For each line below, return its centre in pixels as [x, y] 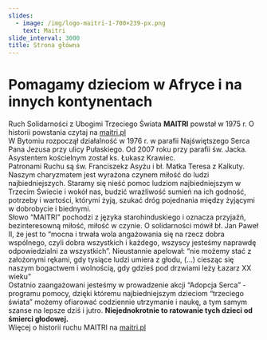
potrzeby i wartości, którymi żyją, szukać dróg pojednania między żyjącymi [132, 200]
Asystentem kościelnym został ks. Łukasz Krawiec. [92, 158]
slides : [21, 16]
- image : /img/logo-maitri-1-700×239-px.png [90, 23]
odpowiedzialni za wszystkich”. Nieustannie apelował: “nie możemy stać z [130, 251]
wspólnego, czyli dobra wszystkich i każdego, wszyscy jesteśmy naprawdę [132, 243]
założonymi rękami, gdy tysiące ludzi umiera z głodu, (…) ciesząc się [121, 259]
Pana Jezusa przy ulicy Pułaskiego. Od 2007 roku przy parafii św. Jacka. [128, 149]
